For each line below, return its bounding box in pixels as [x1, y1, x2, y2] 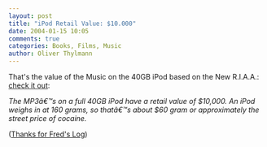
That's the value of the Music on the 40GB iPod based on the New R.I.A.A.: [8, 72, 260, 81]
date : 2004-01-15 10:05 [8, 27, 90, 35]
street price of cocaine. [8, 114, 87, 123]
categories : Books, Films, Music [8, 42, 122, 50]
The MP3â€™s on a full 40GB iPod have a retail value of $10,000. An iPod [8, 97, 256, 106]
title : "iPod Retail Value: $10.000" [8, 19, 137, 28]
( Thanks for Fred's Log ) [8, 129, 88, 139]
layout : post [8, 11, 53, 20]
